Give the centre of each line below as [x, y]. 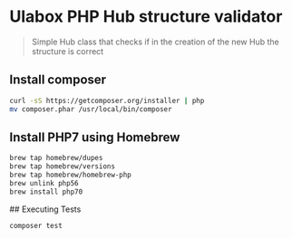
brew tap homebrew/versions [63, 167]
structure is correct [68, 51]
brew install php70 [46, 192]
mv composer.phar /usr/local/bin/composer [91, 109]
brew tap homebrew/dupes [56, 158]
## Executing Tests [45, 209]
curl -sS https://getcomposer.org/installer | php [107, 100]
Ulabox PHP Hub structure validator [146, 17]
